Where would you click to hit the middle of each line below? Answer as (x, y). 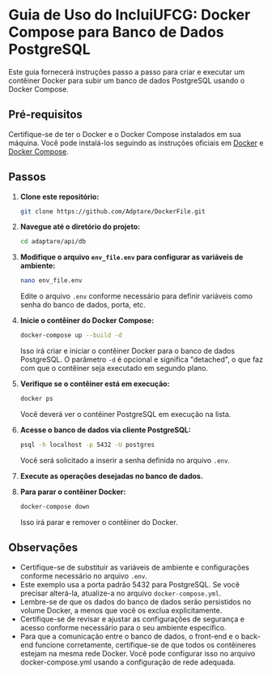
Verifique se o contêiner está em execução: (95, 384)
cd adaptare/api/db (53, 242)
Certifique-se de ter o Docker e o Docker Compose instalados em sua (125, 134)
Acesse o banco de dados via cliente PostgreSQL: (106, 430)
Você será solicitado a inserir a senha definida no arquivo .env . (125, 460)
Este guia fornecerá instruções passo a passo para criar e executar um (127, 71)
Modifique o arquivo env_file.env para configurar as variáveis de (132, 257)
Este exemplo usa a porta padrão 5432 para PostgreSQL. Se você (130, 584)
